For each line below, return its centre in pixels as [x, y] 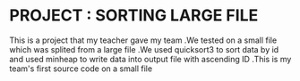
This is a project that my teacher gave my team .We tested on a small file [143, 40]
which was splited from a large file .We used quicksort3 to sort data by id [144, 49]
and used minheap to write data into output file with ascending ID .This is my [150, 59]
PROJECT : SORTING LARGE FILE [134, 16]
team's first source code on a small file [81, 69]
